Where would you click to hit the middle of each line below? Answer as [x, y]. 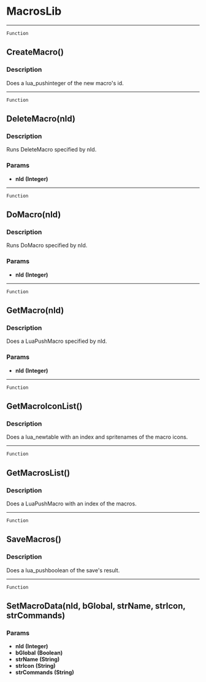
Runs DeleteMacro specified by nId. [51, 150]
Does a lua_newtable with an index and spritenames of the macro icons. [97, 437]
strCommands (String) [45, 672]
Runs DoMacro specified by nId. [47, 245]
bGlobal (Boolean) [39, 653]
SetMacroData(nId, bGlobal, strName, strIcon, [96, 606]
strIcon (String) [36, 666]
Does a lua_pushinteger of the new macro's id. [65, 83]
